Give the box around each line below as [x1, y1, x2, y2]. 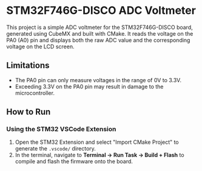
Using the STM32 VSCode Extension [6, 125, 116, 134]
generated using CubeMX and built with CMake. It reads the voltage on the [6, 30, 194, 37]
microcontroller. [15, 89, 55, 97]
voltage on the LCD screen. [6, 43, 75, 50]
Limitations [6, 60, 50, 71]
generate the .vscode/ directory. [15, 145, 96, 152]
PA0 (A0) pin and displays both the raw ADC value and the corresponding [6, 36, 190, 44]
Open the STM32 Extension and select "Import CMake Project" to [15, 138, 179, 146]
